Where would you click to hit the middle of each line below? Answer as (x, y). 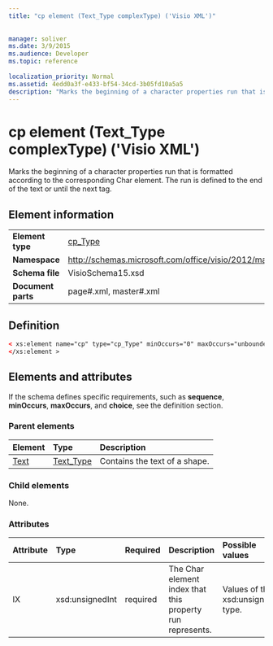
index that (188, 589)
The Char (186, 569)
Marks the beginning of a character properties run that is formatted (121, 172)
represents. (191, 630)
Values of (240, 589)
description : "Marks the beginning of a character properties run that (132, 92)
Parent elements (41, 426)
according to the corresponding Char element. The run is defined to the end (135, 181)
